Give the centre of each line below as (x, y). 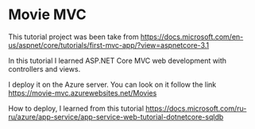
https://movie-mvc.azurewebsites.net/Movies (83, 92)
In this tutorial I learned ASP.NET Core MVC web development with (118, 61)
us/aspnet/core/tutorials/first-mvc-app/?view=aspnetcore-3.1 (109, 45)
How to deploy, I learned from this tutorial (76, 108)
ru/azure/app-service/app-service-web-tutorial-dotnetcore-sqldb (116, 116)
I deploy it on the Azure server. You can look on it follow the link (112, 84)
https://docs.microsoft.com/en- (192, 37)
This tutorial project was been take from (73, 37)
